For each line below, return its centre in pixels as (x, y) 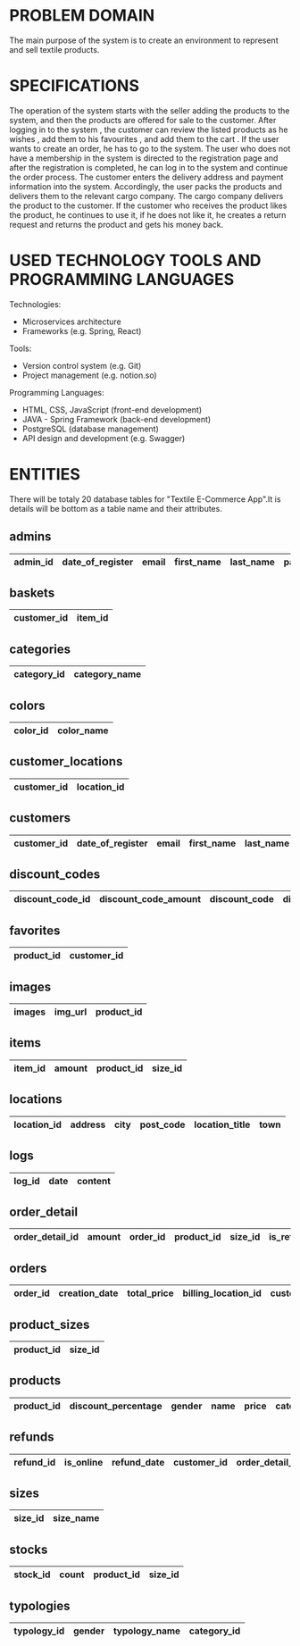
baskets (32, 593)
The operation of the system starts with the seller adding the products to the (150, 110)
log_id (27, 1181)
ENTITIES (45, 474)
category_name (108, 674)
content (94, 1181)
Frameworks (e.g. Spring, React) (82, 330)
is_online (83, 1462)
